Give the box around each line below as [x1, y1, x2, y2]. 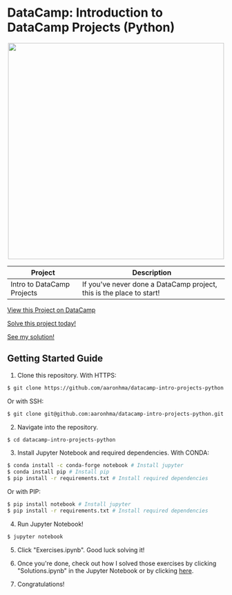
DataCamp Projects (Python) [7, 19, 175, 35]
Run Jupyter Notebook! [17, 520, 84, 528]
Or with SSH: [7, 396, 43, 405]
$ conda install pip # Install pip [7, 468, 110, 475]
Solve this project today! [7, 319, 77, 327]
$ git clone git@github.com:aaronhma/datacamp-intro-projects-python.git [7, 410, 224, 417]
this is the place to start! [81, 288, 160, 297]
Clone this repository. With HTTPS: [17, 371, 117, 379]
